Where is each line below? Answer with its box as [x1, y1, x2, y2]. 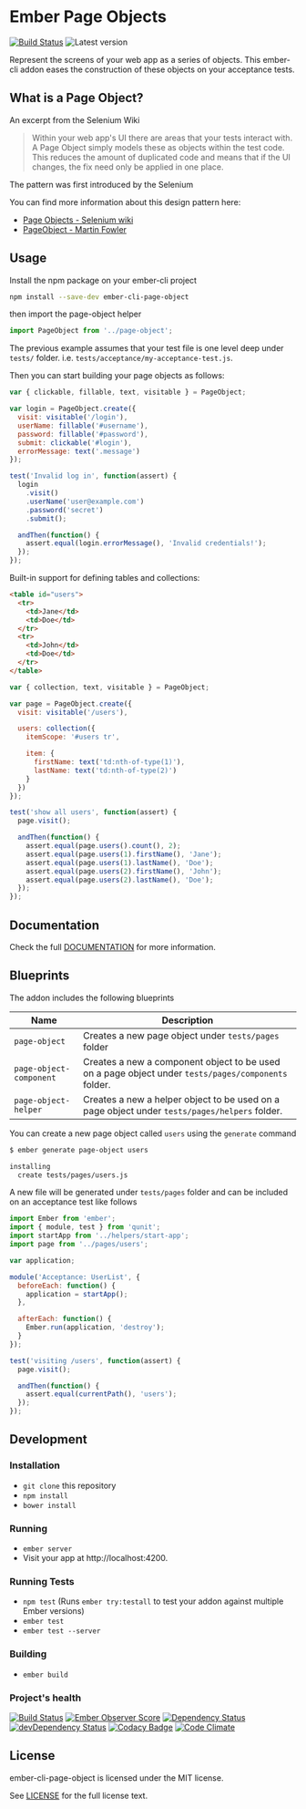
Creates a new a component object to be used [83, 1055, 280, 1068]
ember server [22, 1545, 73, 1554]
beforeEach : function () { [17, 1281, 117, 1290]
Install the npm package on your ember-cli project [9, 274, 198, 285]
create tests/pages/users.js [17, 1170, 128, 1180]
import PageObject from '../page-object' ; [9, 326, 173, 336]
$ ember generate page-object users [9, 1145, 148, 1154]
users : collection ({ [17, 724, 96, 733]
